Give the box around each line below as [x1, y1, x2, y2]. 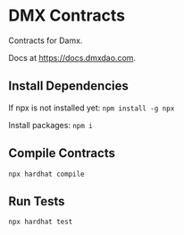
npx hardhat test [8, 217, 73, 227]
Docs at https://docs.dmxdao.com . [8, 52, 136, 63]
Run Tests [8, 194, 65, 209]
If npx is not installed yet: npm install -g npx [8, 102, 175, 113]
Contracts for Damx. [8, 35, 83, 46]
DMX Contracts [8, 5, 126, 26]
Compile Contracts [8, 145, 115, 161]
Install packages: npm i [8, 119, 93, 130]
